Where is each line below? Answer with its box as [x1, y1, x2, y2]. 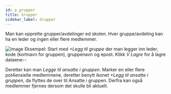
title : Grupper [5, 12, 38, 17]
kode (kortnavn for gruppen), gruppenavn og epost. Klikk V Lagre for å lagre [5, 51, 166, 57]
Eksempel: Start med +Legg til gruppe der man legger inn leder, [25, 46, 158, 52]
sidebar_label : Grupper [5, 17, 56, 22]
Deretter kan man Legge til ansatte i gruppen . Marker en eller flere [5, 67, 145, 73]
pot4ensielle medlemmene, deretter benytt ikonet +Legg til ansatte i [5, 72, 149, 78]
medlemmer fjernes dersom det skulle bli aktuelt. [5, 83, 108, 89]
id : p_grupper [5, 7, 36, 13]
